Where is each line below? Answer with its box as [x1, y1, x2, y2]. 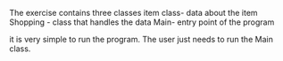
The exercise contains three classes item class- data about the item [9, 8, 258, 18]
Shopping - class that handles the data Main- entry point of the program [9, 17, 275, 27]
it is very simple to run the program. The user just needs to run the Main [9, 34, 274, 44]
